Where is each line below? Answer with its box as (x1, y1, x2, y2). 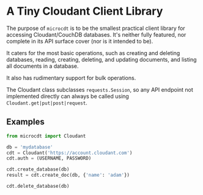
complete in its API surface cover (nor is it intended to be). (6, 37, 153, 45)
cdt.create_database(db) (6, 166, 70, 172)
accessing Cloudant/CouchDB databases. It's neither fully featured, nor (6, 31, 186, 38)
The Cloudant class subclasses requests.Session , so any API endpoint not (6, 86, 194, 93)
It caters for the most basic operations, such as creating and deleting (6, 49, 180, 56)
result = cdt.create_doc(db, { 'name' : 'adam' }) (6, 172, 130, 178)
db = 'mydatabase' (6, 144, 53, 150)
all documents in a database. (6, 62, 79, 70)
